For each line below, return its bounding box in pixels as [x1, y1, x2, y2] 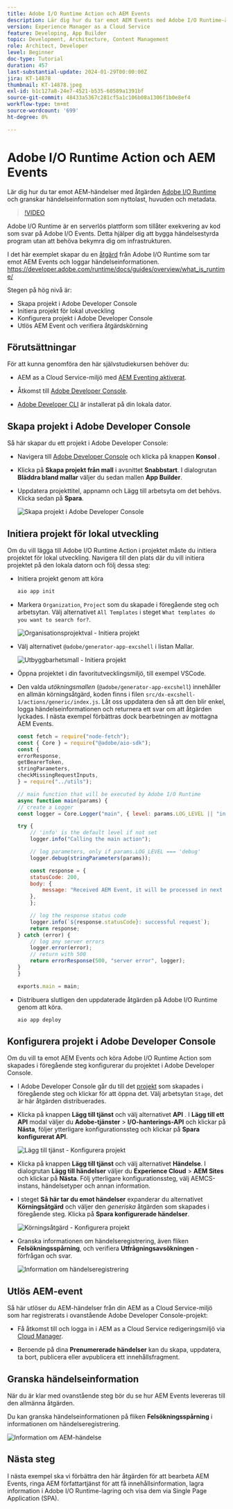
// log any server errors [30, 938, 105, 945]
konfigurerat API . [17, 1133, 68, 1141]
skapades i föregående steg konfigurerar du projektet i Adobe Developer [7, 1061, 215, 1070]
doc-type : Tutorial [7, 56, 64, 63]
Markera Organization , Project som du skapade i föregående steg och [17, 600, 219, 608]
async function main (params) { [17, 797, 108, 804]
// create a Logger [17, 804, 74, 811]
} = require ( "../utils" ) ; [17, 778, 92, 785]
